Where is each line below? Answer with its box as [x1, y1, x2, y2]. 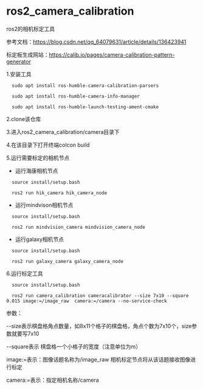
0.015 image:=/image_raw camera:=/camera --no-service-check [6, 298, 167, 304]
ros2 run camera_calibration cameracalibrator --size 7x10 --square [12, 292, 189, 299]
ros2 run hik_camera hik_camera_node [12, 190, 108, 196]
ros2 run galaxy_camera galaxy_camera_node [12, 258, 123, 264]
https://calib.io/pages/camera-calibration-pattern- [49, 51, 175, 58]
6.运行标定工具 [6, 270, 44, 277]
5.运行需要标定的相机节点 [6, 154, 70, 161]
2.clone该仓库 [6, 115, 41, 122]
